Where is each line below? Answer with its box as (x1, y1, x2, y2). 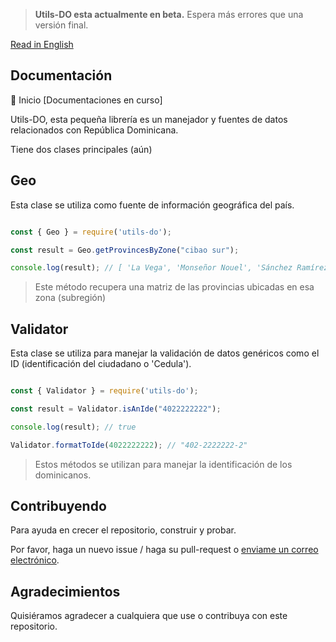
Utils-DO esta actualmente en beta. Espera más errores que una (34, 9, 304, 20)
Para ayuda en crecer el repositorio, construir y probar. (10, 524, 237, 536)
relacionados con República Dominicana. (10, 124, 179, 136)
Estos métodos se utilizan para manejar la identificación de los (34, 458, 293, 470)
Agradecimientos (10, 583, 121, 600)
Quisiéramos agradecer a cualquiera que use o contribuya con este (10, 610, 288, 622)
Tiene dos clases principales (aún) (10, 143, 153, 155)
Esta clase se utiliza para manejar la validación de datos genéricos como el (10, 347, 320, 359)
